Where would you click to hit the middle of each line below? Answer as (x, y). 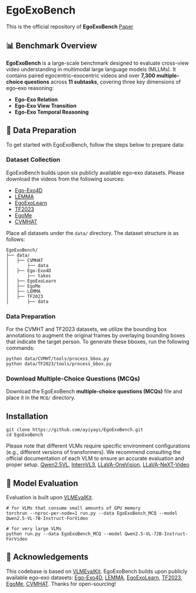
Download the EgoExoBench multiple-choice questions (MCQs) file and (94, 392)
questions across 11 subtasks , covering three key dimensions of (103, 82)
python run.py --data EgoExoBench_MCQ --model (64, 534)
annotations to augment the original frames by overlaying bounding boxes (96, 336)
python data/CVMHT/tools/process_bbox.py (58, 359)
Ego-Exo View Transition (45, 105)
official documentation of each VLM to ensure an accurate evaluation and (95, 458)
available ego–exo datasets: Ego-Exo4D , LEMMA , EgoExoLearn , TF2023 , (94, 577)
